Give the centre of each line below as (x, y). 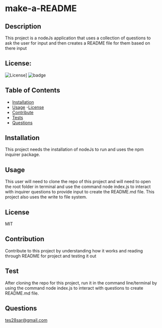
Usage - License (28, 107)
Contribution (25, 239)
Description (23, 26)
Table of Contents (33, 90)
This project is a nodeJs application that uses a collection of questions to (78, 38)
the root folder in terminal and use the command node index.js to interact (78, 187)
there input (16, 48)
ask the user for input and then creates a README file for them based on (78, 43)
